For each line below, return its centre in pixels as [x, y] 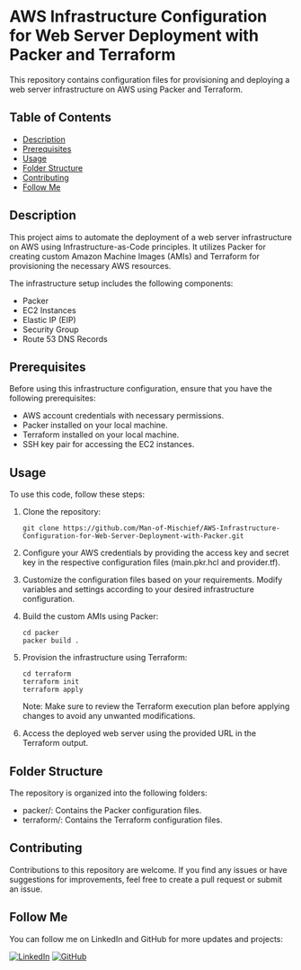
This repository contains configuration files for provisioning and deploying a [150, 79]
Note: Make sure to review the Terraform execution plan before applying [156, 706]
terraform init [51, 682]
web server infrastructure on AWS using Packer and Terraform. [126, 89]
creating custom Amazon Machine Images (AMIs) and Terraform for [135, 256]
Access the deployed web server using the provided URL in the [139, 733]
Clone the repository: [62, 512]
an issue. [26, 889]
